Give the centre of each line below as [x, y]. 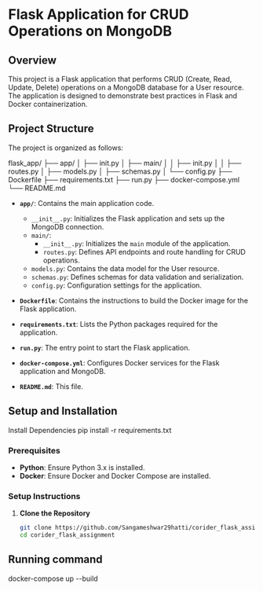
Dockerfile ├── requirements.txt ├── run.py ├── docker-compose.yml [124, 179]
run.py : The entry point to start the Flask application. [105, 347]
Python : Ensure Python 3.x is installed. [82, 467]
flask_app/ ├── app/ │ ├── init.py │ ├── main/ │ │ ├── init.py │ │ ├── [125, 163]
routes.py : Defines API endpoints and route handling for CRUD [144, 251]
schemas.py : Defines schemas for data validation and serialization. [137, 277]
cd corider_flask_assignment [67, 535]
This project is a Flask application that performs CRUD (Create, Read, [120, 79]
